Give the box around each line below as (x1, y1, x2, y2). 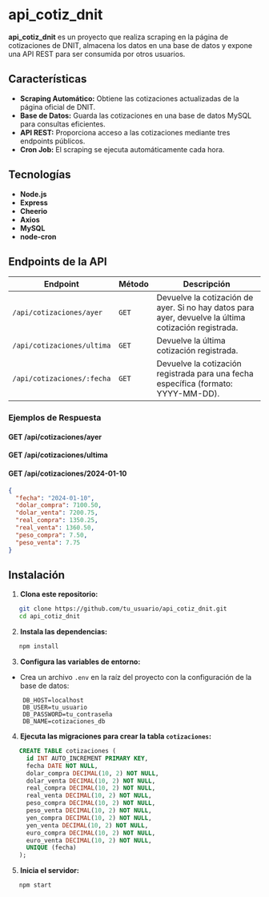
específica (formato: (156, 378, 234, 389)
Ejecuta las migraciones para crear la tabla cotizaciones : (19, 731, 212, 741)
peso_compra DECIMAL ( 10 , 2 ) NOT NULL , (26, 799, 156, 807)
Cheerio (19, 206, 48, 215)
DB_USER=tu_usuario (22, 703, 88, 711)
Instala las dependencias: (19, 627, 108, 637)
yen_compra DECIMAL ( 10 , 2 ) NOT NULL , (26, 814, 152, 822)
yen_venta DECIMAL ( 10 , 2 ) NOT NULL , (26, 821, 149, 830)
